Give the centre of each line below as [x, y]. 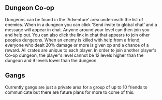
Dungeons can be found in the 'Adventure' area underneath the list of [74, 19]
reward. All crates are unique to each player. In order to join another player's [81, 50]
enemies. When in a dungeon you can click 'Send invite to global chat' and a [81, 25]
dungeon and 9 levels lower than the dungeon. [52, 60]
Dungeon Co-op [30, 8]
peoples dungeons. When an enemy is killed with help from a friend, [73, 40]
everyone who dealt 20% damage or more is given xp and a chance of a [77, 45]
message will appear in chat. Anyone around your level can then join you [77, 30]
